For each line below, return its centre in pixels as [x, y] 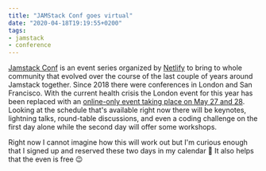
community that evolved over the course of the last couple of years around [131, 76]
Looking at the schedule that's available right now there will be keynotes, [127, 110]
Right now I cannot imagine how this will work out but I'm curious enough [128, 142]
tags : [17, 30]
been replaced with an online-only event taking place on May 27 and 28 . [127, 102]
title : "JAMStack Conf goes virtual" [71, 16]
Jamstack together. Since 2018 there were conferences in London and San [130, 85]
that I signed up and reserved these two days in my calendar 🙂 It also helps [131, 151]
